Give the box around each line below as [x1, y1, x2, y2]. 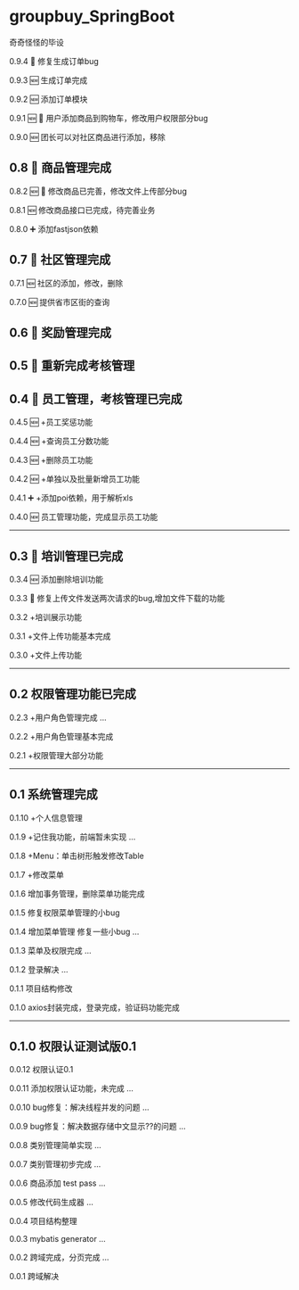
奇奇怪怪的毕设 [9, 37, 64, 47]
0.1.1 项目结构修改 [9, 983, 73, 994]
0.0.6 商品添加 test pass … [9, 1178, 106, 1188]
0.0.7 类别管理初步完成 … [9, 1159, 101, 1170]
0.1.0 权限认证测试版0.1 [9, 1038, 136, 1054]
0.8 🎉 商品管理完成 [9, 161, 112, 176]
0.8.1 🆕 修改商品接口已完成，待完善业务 [9, 204, 156, 215]
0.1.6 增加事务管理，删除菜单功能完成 [9, 888, 145, 898]
